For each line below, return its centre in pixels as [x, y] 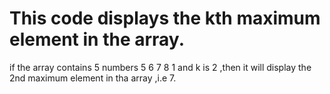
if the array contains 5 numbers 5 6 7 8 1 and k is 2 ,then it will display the [160, 67]
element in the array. [97, 39]
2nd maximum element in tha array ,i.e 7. [93, 78]
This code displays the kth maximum [165, 18]
